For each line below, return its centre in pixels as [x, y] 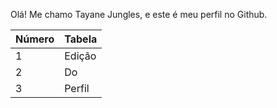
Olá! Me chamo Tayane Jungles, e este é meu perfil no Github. [139, 14]
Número [35, 39]
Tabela [81, 39]
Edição [80, 56]
